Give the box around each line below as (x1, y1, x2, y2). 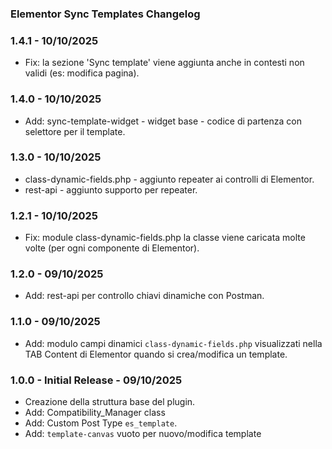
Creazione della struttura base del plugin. (24, 396, 196, 407)
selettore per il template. (24, 125, 126, 137)
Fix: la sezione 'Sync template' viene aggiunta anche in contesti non (24, 57, 305, 69)
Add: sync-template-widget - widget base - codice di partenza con (24, 115, 302, 127)
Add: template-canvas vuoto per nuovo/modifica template (24, 428, 262, 439)
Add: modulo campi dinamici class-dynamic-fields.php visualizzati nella (24, 337, 323, 349)
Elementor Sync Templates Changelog (10, 7, 201, 21)
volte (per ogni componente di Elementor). (24, 242, 200, 254)
